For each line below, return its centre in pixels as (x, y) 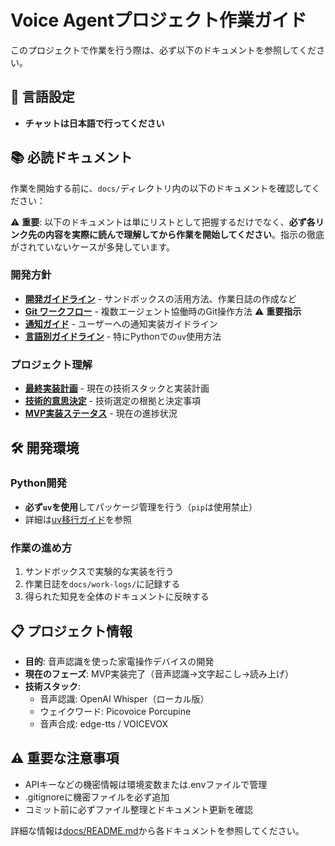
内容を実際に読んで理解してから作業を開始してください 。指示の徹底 (184, 234)
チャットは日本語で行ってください (94, 123)
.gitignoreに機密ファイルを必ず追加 (97, 797)
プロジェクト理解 (51, 364)
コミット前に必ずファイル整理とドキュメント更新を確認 (138, 809)
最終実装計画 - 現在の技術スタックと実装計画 (117, 388)
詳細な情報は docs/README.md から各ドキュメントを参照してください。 (157, 830)
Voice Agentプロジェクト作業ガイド (159, 20)
